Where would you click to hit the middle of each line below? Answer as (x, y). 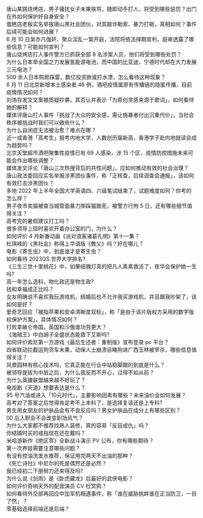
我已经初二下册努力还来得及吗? (45, 471)
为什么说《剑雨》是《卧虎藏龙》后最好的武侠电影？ (70, 478)
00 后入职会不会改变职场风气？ (45, 418)
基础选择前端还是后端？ (40, 509)
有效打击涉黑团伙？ (30, 183)
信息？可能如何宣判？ (38, 47)
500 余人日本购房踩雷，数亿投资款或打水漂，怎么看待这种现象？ (86, 77)
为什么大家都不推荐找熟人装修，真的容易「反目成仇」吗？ (78, 425)
